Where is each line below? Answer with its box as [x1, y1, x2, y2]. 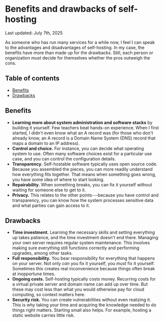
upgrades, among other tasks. [12, 250, 73, 256]
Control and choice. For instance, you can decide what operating [12, 145, 144, 151]
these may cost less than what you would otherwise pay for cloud [12, 286, 144, 292]
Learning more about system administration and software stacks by [12, 120, 153, 125]
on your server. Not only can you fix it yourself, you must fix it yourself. [12, 261, 155, 266]
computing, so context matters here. [12, 292, 85, 298]
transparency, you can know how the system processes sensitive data [12, 197, 154, 203]
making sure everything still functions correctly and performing [12, 245, 140, 251]
